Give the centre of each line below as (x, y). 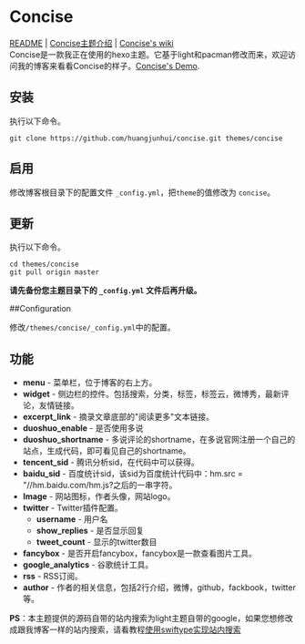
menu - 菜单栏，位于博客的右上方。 (90, 383)
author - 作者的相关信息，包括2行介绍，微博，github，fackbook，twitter (159, 588)
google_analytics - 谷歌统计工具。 (88, 565)
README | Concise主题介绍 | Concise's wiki (92, 43)
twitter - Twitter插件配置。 (72, 508)
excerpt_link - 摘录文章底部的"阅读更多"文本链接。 (118, 417)
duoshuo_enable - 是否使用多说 (83, 428)
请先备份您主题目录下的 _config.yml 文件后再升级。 (106, 291)
